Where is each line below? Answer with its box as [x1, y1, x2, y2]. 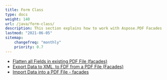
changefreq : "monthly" [14, 40, 61, 45]
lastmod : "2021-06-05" [5, 30, 52, 35]
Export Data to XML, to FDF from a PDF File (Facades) [12, 63, 124, 69]
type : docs [5, 12, 28, 17]
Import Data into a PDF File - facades [12, 68, 89, 75]
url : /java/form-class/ [5, 21, 55, 26]
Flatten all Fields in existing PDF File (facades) [12, 58, 107, 64]
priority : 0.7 [14, 44, 43, 49]
